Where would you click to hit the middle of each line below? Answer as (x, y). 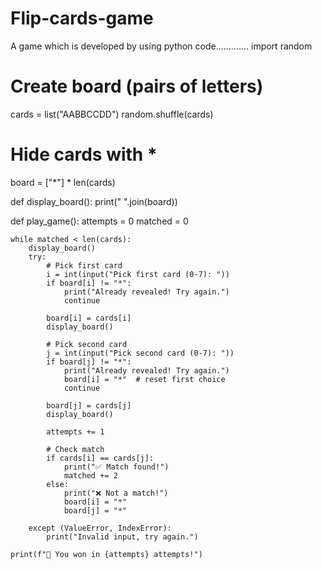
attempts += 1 (75, 432)
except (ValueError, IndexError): (100, 528)
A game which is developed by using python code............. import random (161, 46)
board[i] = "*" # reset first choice (144, 379)
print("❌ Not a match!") (116, 493)
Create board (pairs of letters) (137, 86)
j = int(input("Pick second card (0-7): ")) (140, 353)
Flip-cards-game (82, 18)
